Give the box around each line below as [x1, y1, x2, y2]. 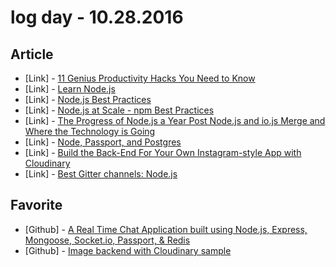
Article [10, 46, 54, 63]
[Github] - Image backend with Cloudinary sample [24, 244, 232, 256]
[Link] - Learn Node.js [24, 83, 116, 95]
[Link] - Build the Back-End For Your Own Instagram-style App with [24, 147, 302, 158]
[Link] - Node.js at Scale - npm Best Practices [24, 104, 215, 116]
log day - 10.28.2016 [10, 6, 184, 29]
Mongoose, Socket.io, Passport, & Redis [24, 234, 191, 246]
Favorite [10, 197, 63, 214]
